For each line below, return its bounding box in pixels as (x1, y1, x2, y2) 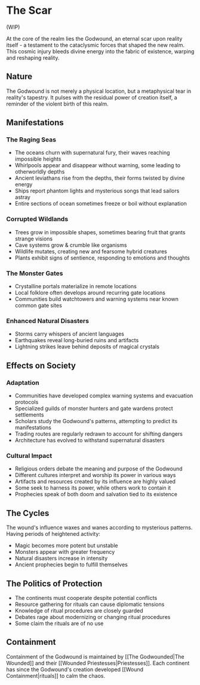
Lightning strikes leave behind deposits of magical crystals (14, 343, 160, 351)
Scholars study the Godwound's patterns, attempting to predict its (14, 418, 178, 425)
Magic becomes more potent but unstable (14, 542, 118, 549)
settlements (14, 411, 44, 418)
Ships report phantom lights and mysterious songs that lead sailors (14, 187, 180, 195)
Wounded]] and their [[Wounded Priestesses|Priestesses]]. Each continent (6, 659, 190, 666)
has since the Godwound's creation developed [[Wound (6, 666, 144, 673)
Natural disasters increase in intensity (14, 555, 108, 562)
